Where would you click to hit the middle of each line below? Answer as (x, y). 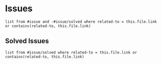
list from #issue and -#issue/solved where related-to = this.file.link (81, 22)
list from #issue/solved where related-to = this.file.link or (71, 52)
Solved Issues (27, 41)
